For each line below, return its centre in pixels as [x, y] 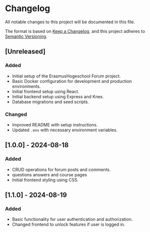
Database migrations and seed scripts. [51, 102]
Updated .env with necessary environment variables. [65, 130]
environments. [26, 86]
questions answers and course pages [49, 174]
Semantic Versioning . [26, 36]
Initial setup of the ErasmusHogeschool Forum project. [66, 76]
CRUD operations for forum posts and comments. [61, 170]
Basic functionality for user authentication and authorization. [72, 219]
